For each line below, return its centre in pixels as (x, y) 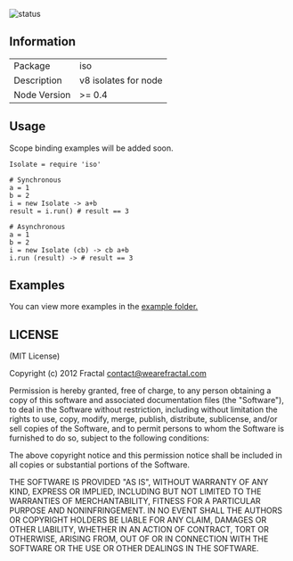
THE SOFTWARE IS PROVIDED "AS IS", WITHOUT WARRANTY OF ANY (139, 483)
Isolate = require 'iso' (55, 164)
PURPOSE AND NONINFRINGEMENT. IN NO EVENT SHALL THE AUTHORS (146, 511)
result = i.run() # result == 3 (69, 211)
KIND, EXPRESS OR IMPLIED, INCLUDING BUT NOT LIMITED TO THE (135, 491)
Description (38, 80)
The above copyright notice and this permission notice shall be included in (146, 456)
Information (43, 41)
